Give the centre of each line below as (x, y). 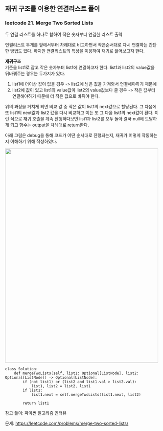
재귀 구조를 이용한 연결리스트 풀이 (53, 9)
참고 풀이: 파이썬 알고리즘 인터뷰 (36, 413)
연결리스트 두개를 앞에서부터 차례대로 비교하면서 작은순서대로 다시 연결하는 (76, 45)
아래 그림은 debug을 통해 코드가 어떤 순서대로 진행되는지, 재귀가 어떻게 (73, 135)
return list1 (36, 403)
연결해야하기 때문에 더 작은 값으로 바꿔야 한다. (56, 96)
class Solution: (22, 369)
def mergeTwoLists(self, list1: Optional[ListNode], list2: (76, 373)
